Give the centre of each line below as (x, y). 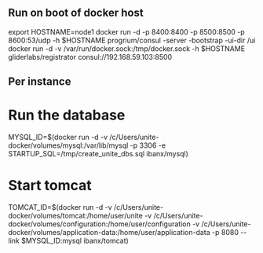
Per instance (40, 82)
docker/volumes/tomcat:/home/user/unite (75, 216)
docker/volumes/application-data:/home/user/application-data (109, 233)
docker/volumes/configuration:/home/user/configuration (99, 224)
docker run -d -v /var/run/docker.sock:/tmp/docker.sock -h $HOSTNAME (127, 48)
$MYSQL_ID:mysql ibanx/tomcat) (75, 241)
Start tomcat (50, 186)
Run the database (67, 115)
